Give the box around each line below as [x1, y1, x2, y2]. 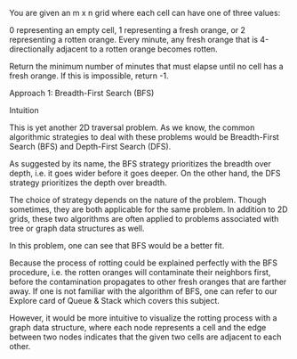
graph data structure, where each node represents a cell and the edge [9, 322, 267, 332]
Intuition [9, 105, 39, 115]
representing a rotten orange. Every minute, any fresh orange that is [9, 35, 259, 45]
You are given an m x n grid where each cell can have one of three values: [9, 8, 281, 18]
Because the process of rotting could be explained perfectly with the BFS [9, 257, 278, 268]
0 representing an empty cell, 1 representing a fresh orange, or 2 [9, 25, 246, 35]
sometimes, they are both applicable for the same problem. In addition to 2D [9, 204, 288, 215]
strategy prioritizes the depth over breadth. [9, 177, 167, 188]
